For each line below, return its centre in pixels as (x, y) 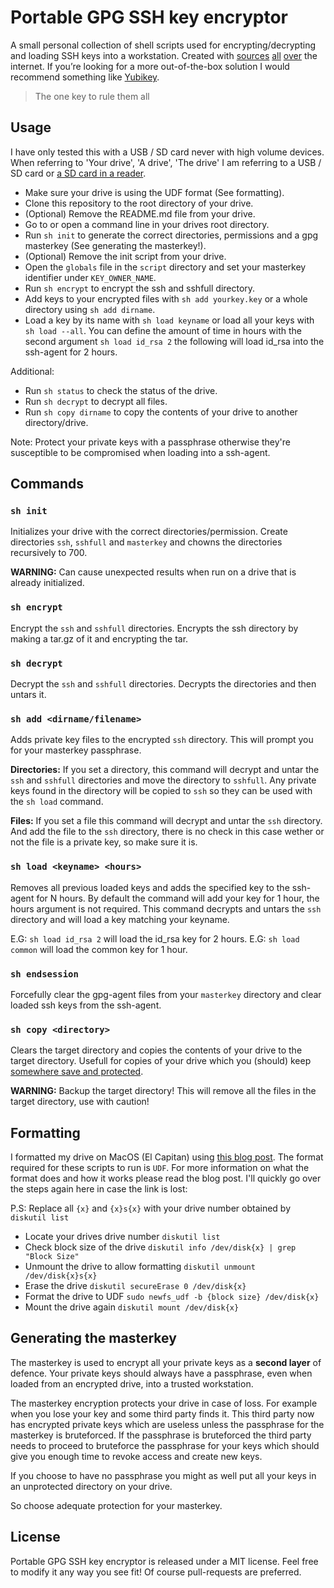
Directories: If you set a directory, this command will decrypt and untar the (165, 770)
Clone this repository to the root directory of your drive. (139, 203)
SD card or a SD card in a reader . (78, 173)
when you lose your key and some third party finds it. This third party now (162, 1413)
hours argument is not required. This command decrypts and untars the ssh (166, 908)
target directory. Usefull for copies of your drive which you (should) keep (161, 1061)
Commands (47, 484)
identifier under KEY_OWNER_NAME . (90, 277)
